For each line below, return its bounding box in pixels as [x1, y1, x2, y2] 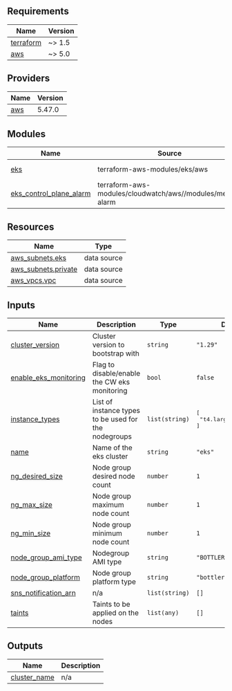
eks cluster [92, 452, 128, 461]
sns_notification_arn [10, 588, 76, 598]
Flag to [92, 360, 115, 369]
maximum [92, 500, 124, 510]
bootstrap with [92, 349, 139, 358]
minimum [92, 528, 123, 538]
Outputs [7, 640, 43, 652]
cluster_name [10, 672, 55, 682]
